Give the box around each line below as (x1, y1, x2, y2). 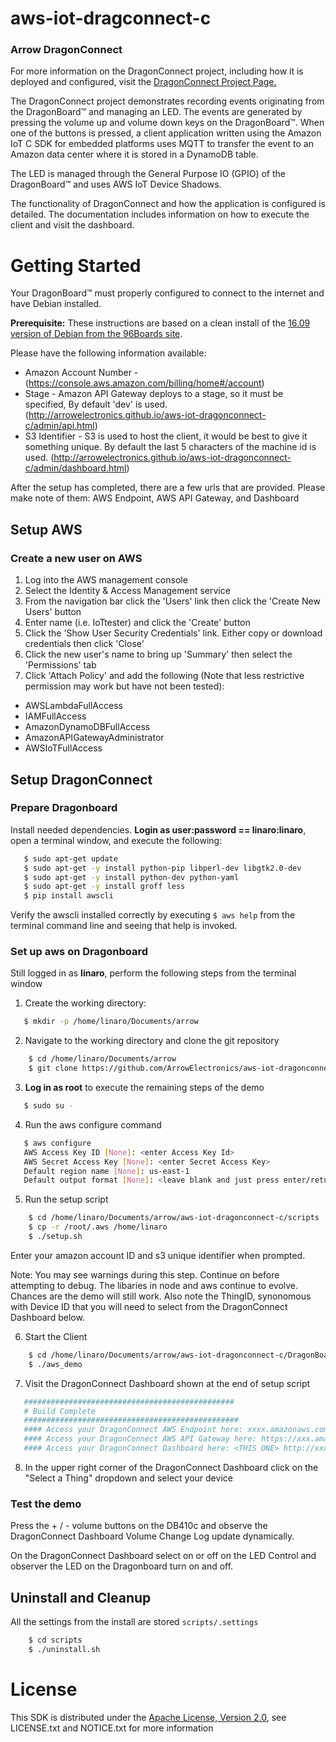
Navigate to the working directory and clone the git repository (24, 1035, 280, 1047)
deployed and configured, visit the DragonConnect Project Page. (10, 76, 277, 88)
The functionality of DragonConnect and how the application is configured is (10, 198, 327, 210)
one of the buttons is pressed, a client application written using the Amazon (10, 127, 322, 139)
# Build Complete (23, 1406, 97, 1416)
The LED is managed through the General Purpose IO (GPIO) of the (10, 168, 286, 180)
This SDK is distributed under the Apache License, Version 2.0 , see (10, 1711, 287, 1723)
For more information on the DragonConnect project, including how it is (10, 65, 304, 77)
